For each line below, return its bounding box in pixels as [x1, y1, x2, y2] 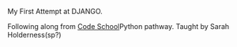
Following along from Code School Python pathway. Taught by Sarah [7, 22, 230, 31]
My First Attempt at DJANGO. [7, 7, 103, 16]
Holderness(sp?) [7, 31, 62, 39]
